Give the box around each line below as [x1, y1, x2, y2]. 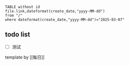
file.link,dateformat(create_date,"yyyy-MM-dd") [5, 9, 105, 14]
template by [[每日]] [5, 54, 45, 60]
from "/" [5, 13, 23, 18]
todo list [5, 31, 31, 39]
